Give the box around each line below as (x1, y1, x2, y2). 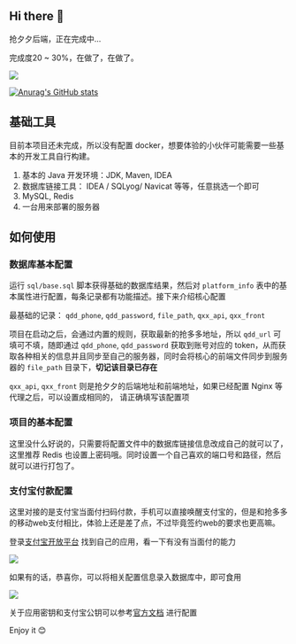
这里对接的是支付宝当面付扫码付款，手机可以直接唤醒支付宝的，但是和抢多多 (9, 506, 288, 516)
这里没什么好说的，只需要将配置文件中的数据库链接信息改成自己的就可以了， (9, 438, 288, 448)
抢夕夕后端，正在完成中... (9, 33, 102, 44)
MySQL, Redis (21, 190, 74, 201)
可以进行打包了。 (16, 460, 80, 470)
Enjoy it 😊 (9, 625, 47, 635)
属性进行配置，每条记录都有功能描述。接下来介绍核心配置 (16, 291, 226, 302)
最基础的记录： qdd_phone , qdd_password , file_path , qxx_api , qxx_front (9, 310, 266, 321)
